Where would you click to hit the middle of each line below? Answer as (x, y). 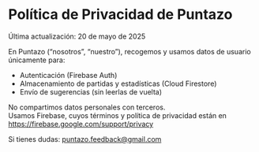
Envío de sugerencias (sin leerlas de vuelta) (91, 91)
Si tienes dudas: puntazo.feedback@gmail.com (85, 139)
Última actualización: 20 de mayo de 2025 (77, 36)
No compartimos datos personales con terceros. (87, 107)
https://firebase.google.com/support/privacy (81, 124)
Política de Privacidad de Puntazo (120, 15)
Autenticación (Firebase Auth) (68, 75)
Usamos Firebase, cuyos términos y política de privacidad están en (118, 115)
